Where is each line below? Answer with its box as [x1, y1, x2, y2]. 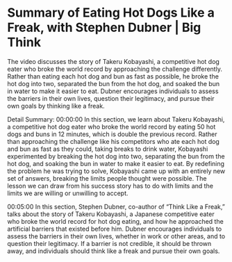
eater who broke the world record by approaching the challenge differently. [7, 65, 222, 73]
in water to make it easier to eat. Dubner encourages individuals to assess [7, 87, 219, 95]
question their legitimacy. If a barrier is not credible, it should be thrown [7, 239, 212, 247]
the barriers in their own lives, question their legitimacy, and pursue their [7, 94, 215, 102]
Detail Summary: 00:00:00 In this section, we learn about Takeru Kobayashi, [7, 115, 225, 123]
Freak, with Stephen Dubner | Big [7, 19, 201, 35]
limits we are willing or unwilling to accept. [7, 189, 129, 197]
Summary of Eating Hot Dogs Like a [7, 5, 215, 21]
